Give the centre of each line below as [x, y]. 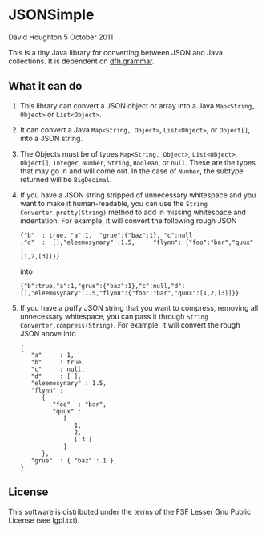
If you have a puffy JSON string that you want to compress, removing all [139, 307]
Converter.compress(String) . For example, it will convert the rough [130, 325]
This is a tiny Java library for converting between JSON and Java [115, 52]
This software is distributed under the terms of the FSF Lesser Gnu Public [129, 511]
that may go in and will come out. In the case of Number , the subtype [131, 171]
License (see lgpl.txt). [44, 520]
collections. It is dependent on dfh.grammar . [81, 61]
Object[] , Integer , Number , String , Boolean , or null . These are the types [138, 162]
